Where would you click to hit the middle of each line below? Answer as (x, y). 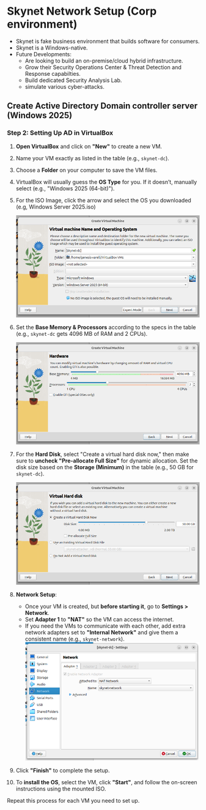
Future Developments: (44, 54)
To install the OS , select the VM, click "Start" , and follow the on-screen (106, 782)
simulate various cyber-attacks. (64, 86)
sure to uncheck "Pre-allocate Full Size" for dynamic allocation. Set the (107, 461)
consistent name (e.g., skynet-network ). (75, 639)
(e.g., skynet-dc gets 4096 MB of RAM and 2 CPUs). (82, 334)
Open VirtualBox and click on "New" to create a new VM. (89, 146)
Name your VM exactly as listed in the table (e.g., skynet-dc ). (93, 158)
